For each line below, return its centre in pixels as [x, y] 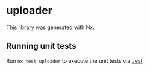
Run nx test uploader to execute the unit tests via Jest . [75, 60]
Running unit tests [41, 46]
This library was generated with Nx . [50, 27]
